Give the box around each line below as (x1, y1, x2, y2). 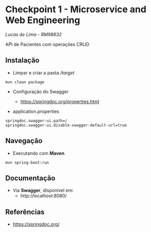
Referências (5, 207, 45, 216)
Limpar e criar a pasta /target (12, 69, 75, 76)
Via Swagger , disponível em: (12, 188, 74, 194)
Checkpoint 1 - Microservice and (5, 4, 147, 15)
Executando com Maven (12, 150, 65, 156)
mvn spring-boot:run (5, 160, 50, 165)
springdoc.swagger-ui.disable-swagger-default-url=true (5, 123, 127, 128)
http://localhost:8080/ (20, 193, 67, 199)
